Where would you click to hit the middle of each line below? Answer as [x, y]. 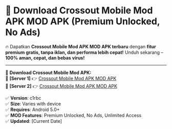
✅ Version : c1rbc [23, 98]
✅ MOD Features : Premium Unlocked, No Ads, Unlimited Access [73, 115]
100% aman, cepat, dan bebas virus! [45, 58]
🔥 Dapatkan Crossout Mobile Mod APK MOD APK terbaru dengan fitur [81, 46]
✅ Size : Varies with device [33, 104]
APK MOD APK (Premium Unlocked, [83, 21]
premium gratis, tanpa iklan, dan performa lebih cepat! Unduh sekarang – [84, 52]
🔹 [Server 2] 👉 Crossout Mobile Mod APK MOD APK [61, 86]
